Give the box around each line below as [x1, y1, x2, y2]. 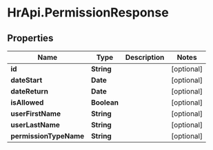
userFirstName [10, 109, 61, 118]
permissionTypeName [10, 131, 85, 140]
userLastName [10, 120, 61, 129]
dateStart [10, 76, 43, 85]
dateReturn [10, 87, 48, 96]
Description [125, 53, 165, 62]
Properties [7, 32, 54, 44]
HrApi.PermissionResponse [7, 5, 169, 21]
